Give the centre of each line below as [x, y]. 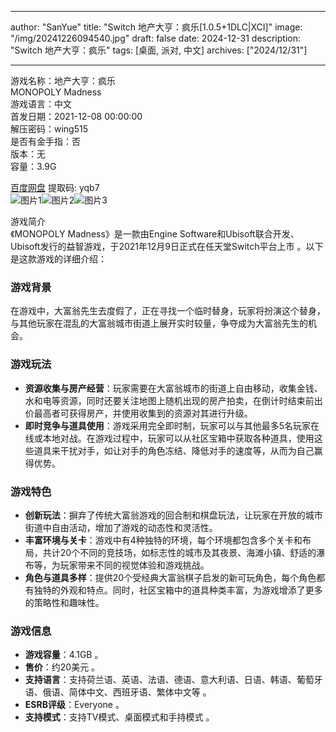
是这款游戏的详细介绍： [58, 259]
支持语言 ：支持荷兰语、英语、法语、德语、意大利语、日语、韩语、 [160, 680]
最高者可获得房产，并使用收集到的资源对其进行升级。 [143, 413]
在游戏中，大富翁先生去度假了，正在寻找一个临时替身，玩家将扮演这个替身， [168, 311]
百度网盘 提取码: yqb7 [55, 187]
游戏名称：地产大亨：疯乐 [63, 80]
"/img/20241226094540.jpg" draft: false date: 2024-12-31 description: [155, 38]
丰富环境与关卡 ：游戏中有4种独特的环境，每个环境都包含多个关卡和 [163, 540]
